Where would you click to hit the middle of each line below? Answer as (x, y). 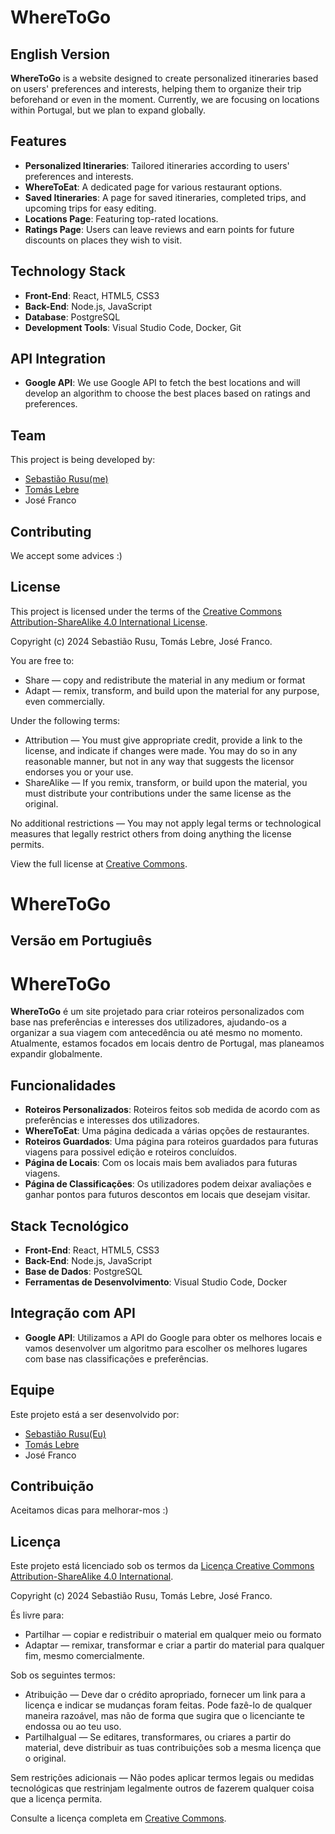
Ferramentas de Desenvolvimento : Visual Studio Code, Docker (156, 1282)
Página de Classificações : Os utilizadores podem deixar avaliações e (168, 1184)
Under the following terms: (65, 720)
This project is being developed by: (83, 460)
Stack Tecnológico (70, 1226)
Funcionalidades (63, 1085)
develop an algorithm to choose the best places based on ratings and (167, 393)
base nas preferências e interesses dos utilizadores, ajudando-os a (148, 1022)
